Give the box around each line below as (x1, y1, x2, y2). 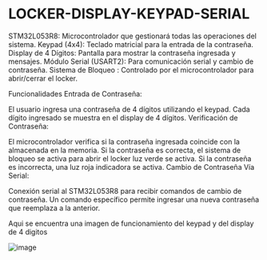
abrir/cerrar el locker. (8, 73, 78, 83)
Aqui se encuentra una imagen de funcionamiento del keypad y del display (8, 219, 254, 228)
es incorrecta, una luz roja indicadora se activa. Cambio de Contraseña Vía (8, 162, 255, 171)
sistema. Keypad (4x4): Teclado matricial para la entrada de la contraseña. (8, 39, 254, 49)
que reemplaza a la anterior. (8, 203, 101, 212)
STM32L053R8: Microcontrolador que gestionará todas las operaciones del (8, 31, 257, 41)
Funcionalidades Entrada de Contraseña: (8, 89, 142, 98)
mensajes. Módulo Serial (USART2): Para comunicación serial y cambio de (8, 57, 254, 66)
